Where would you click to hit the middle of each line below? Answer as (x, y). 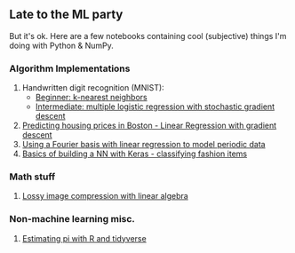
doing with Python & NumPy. (61, 45)
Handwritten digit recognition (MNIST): (93, 88)
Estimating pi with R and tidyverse (84, 238)
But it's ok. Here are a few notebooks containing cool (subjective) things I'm (148, 36)
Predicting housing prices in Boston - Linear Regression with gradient (149, 126)
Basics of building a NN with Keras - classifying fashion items (134, 154)
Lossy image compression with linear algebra (105, 196)
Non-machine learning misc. (72, 219)
